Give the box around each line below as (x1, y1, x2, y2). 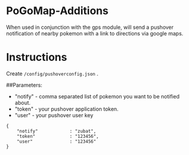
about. (14, 99, 31, 106)
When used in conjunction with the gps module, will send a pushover (6, 24, 174, 31)
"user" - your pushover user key (14, 111, 93, 118)
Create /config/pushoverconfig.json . (6, 70, 99, 77)
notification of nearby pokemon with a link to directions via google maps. (6, 29, 184, 37)
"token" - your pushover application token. (14, 105, 119, 113)
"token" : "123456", (17, 133, 99, 139)
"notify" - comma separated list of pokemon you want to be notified (14, 93, 180, 100)
